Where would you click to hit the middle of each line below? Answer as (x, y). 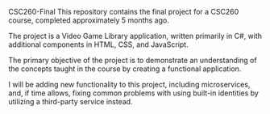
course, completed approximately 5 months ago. (89, 20)
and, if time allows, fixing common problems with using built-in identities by (134, 93)
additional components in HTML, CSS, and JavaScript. (98, 44)
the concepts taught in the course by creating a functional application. (125, 69)
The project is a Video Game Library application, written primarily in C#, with (135, 36)
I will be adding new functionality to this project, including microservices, (129, 84)
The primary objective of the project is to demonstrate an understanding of (133, 60)
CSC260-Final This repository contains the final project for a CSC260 (124, 12)
